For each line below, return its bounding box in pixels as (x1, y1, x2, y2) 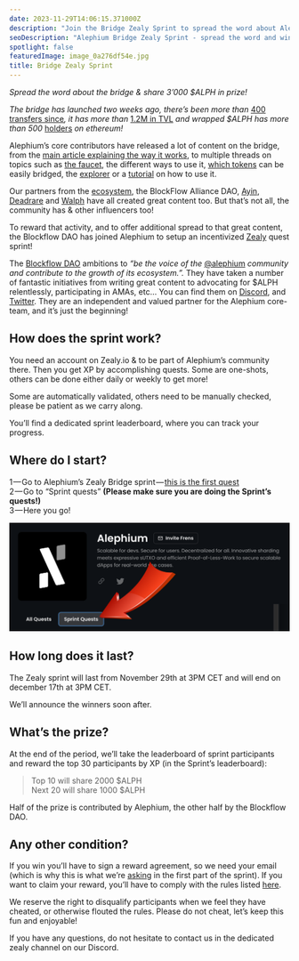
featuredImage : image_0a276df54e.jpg (9, 52, 149, 61)
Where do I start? (9, 453, 108, 468)
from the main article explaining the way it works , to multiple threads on (9, 149, 271, 160)
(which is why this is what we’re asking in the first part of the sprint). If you (9, 870, 283, 881)
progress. (9, 427, 44, 438)
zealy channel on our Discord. (9, 942, 119, 953)
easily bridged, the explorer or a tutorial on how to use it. (9, 169, 217, 179)
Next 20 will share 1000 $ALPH (30, 784, 146, 795)
